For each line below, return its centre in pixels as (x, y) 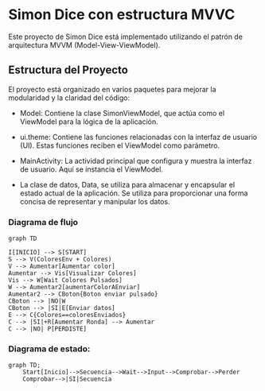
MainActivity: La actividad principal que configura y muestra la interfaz (136, 161)
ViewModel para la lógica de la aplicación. (89, 122)
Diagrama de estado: (49, 349)
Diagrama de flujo (43, 222)
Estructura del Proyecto (68, 70)
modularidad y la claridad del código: (69, 98)
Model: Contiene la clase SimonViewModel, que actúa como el (122, 113)
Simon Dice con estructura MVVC (122, 15)
